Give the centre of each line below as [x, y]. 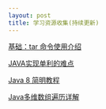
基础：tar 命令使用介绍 [45, 46]
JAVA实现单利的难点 [41, 63]
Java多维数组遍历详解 [44, 96]
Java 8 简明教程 [34, 80]
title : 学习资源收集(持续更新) [54, 23]
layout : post [30, 15]
